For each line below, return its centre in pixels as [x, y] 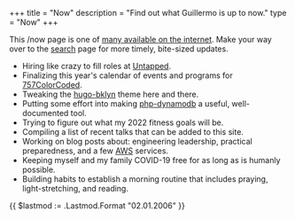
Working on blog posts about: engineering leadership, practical [137, 141]
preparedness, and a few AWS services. [95, 151]
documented [45, 113]
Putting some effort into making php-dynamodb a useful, [126, 104]
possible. [39, 169]
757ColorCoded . [52, 85]
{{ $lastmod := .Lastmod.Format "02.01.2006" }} [97, 206]
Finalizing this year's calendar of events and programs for [127, 75]
